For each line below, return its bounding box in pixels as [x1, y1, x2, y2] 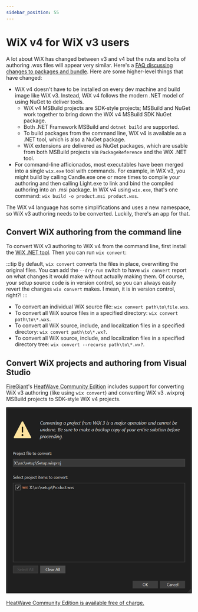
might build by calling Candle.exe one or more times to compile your [14, 173, 181, 180]
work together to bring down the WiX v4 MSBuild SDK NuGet [23, 110, 172, 118]
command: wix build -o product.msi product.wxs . [14, 192, 139, 199]
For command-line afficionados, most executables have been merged [14, 161, 184, 168]
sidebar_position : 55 [6, 9, 60, 15]
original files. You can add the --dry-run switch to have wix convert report [6, 266, 187, 274]
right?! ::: [6, 292, 28, 299]
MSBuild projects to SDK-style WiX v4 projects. [6, 396, 121, 403]
